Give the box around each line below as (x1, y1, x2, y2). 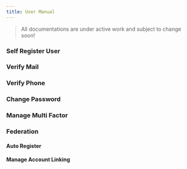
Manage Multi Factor (6, 111, 68, 120)
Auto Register (6, 142, 41, 149)
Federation (6, 128, 39, 136)
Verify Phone (6, 79, 46, 87)
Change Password (6, 95, 61, 103)
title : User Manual (6, 8, 55, 15)
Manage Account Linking (6, 156, 70, 163)
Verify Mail (6, 63, 39, 71)
